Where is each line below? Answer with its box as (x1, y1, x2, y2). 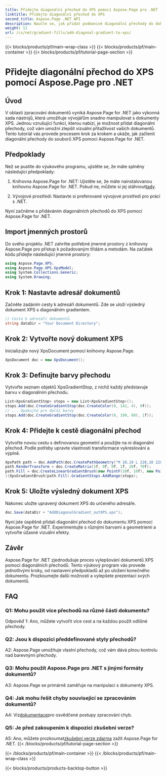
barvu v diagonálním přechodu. (5, 389, 69, 395)
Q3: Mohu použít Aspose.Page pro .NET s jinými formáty (5, 665, 144, 672)
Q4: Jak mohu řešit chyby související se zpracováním (5, 694, 136, 701)
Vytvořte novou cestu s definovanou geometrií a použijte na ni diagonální (5, 439, 154, 445)
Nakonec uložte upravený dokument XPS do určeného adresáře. (5, 500, 136, 506)
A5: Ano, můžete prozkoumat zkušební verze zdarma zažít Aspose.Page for (5, 735, 158, 741)
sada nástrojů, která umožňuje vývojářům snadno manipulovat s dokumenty (5, 115, 160, 121)
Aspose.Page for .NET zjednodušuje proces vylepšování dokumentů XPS (5, 557, 154, 563)
